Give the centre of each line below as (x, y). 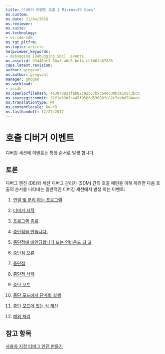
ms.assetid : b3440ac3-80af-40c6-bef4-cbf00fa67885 (59, 61)
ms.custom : (17, 14)
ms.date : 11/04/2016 (27, 19)
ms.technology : (21, 33)
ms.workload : (19, 84)
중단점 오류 (24, 253)
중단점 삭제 (24, 274)
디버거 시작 (24, 210)
